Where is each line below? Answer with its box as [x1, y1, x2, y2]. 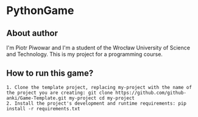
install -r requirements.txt [6, 105, 80, 112]
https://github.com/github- [115, 90, 187, 96]
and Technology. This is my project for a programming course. [6, 51, 163, 58]
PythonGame [6, 4, 74, 18]
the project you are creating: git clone [6, 90, 113, 96]
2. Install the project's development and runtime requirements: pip [6, 100, 187, 107]
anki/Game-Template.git [6, 95, 67, 101]
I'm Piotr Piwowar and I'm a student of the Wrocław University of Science [6, 44, 191, 51]
